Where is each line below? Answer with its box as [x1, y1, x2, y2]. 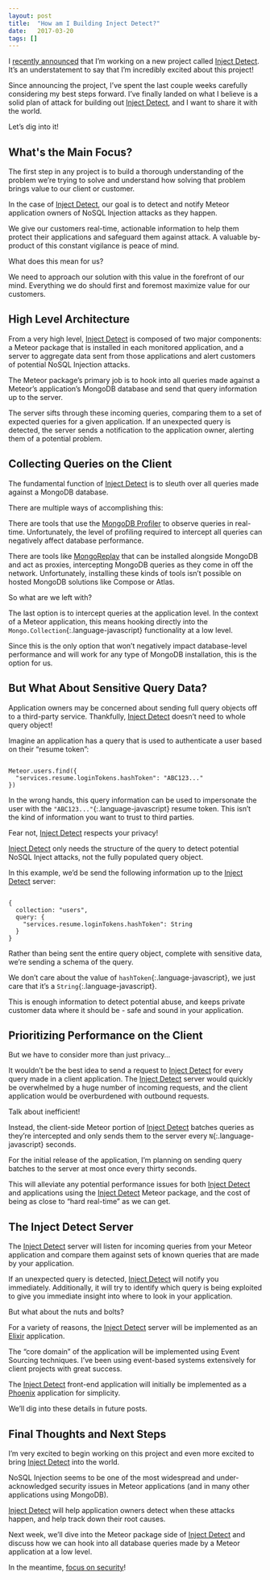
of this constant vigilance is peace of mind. [35, 241, 180, 251]
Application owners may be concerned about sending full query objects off [8, 702, 258, 712]
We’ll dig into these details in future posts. [8, 1404, 147, 1414]
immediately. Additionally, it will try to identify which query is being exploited [8, 1283, 263, 1293]
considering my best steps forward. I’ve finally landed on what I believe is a [8, 90, 259, 99]
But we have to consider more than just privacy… [8, 1050, 171, 1060]
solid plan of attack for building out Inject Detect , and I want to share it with [8, 98, 258, 107]
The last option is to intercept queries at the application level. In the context [8, 608, 259, 618]
